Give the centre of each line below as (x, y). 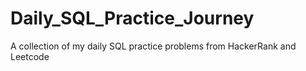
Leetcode (30, 56)
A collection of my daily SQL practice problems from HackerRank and (153, 46)
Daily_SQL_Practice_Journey (132, 18)
